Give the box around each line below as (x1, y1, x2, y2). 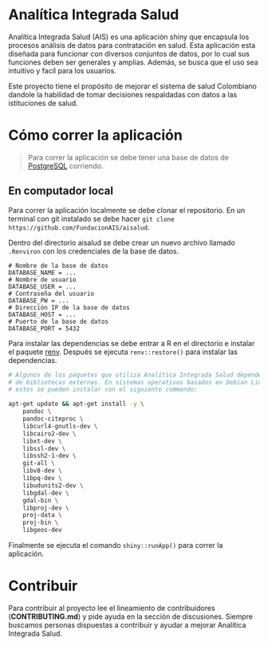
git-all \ (22, 459, 56, 467)
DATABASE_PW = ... (8, 297, 69, 305)
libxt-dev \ (22, 437, 62, 445)
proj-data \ (22, 511, 62, 519)
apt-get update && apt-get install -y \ (8, 400, 145, 408)
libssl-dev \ (22, 444, 66, 452)
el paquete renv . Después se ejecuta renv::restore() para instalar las (8, 347, 238, 356)
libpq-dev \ (22, 475, 62, 483)
